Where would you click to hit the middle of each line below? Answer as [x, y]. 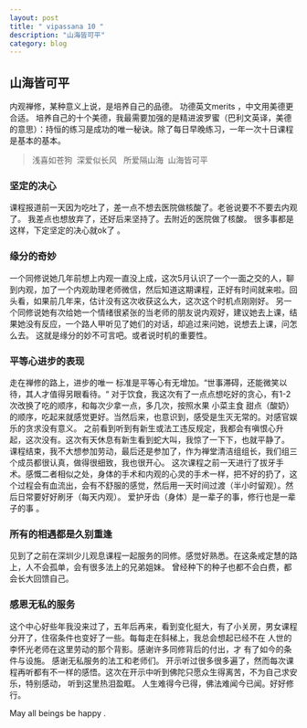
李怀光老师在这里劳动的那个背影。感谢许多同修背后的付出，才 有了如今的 [147, 649]
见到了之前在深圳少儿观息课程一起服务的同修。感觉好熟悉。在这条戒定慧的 [149, 556]
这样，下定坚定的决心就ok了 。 [68, 230]
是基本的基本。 [37, 141]
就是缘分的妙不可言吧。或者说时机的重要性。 [127, 335]
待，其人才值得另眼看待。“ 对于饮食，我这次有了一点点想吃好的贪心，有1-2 [150, 394]
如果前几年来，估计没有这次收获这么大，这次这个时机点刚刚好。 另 [159, 301]
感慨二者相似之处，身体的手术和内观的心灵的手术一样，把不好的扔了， [157, 474]
